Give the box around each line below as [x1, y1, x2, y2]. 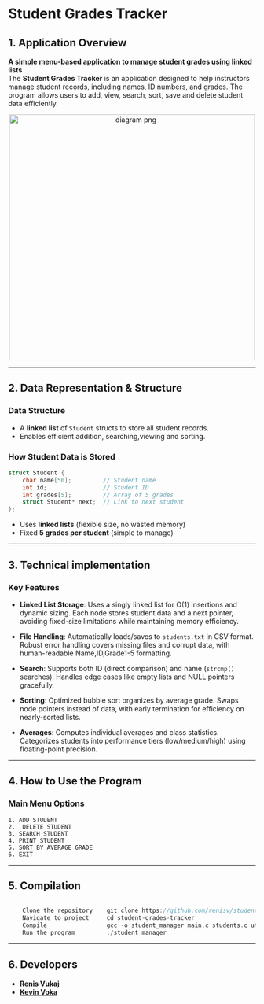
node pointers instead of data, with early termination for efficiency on [19, 703, 245, 713]
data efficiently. [8, 99, 59, 108]
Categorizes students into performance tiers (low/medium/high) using [19, 736, 246, 745]
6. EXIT [8, 851, 34, 858]
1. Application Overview [8, 36, 127, 50]
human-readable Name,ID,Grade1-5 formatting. [19, 648, 172, 658]
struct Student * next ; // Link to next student [22, 498, 185, 506]
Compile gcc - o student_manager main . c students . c [22, 921, 247, 929]
